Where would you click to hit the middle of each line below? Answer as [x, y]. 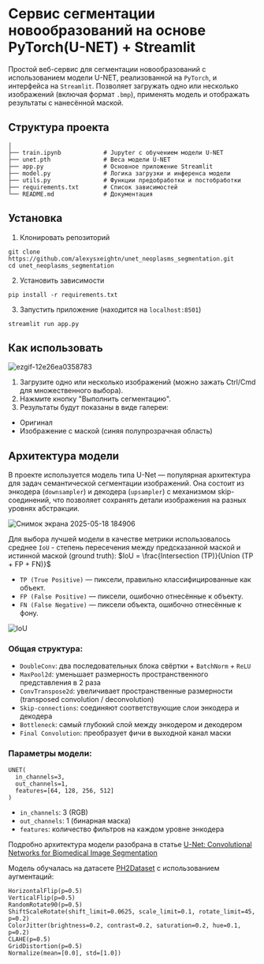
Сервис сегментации [82, 14]
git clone [24, 252]
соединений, [30, 500]
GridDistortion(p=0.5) [45, 946]
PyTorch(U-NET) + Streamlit [102, 47]
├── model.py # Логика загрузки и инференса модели [119, 173]
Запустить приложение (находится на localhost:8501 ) [110, 309]
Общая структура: [46, 649]
